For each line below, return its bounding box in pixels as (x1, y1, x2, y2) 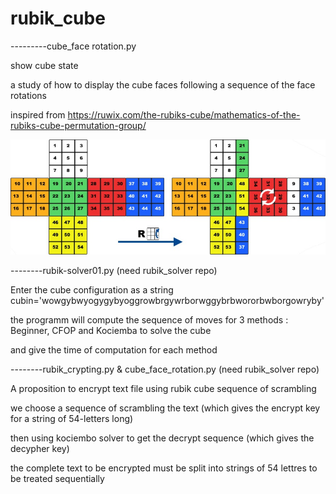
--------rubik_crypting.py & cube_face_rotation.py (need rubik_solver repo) (10, 363, 320, 375)
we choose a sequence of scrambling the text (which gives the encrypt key (10, 402, 321, 414)
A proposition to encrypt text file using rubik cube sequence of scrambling (10, 382, 317, 394)
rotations (10, 89, 47, 101)
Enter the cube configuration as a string (10, 283, 174, 296)
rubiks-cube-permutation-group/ (10, 119, 147, 131)
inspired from (10, 108, 66, 121)
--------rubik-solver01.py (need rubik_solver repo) (10, 264, 218, 276)
